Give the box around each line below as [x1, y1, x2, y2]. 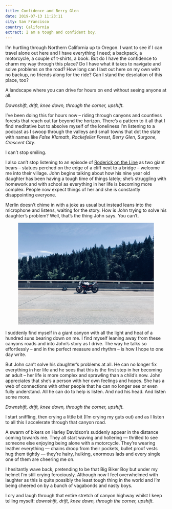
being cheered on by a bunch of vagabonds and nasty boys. [5, 482, 133, 489]
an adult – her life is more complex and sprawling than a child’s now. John [5, 372, 161, 379]
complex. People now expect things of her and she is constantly [5, 187, 141, 193]
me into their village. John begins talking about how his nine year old [5, 170, 150, 176]
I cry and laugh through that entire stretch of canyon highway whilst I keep [5, 493, 162, 499]
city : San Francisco [5, 19, 50, 24]
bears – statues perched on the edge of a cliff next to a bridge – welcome [5, 165, 160, 171]
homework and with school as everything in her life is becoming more [5, 181, 153, 187]
